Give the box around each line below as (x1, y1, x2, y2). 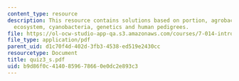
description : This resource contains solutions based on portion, (7, 17, 208, 24)
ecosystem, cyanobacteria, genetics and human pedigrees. (14, 23, 190, 30)
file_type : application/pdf (7, 37, 91, 44)
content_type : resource (7, 10, 78, 18)
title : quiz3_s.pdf (7, 56, 65, 63)
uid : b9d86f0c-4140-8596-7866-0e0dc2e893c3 (7, 63, 139, 70)
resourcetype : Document (7, 50, 78, 57)
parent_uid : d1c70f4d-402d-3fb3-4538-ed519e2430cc (7, 43, 161, 50)
